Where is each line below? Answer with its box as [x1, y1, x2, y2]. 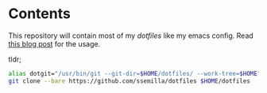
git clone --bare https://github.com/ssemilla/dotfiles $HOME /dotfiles [8, 76, 250, 85]
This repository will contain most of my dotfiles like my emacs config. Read [8, 31, 254, 40]
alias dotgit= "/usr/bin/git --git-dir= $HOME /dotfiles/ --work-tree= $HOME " [8, 69, 261, 77]
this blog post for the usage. [8, 39, 101, 48]
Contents [8, 5, 72, 23]
